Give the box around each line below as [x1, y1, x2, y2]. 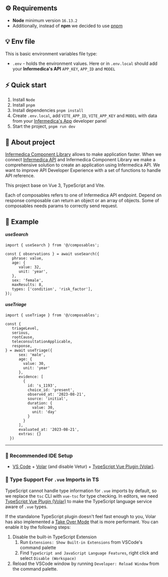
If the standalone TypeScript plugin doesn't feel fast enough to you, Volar [5, 513, 156, 519]
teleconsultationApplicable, [11, 339, 72, 344]
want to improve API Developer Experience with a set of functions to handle [5, 167, 161, 173]
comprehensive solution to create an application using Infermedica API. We [5, 162, 160, 168]
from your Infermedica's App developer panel [12, 118, 106, 124]
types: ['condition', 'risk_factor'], [11, 286, 93, 292]
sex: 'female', [11, 277, 43, 283]
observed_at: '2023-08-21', [27, 392, 86, 397]
